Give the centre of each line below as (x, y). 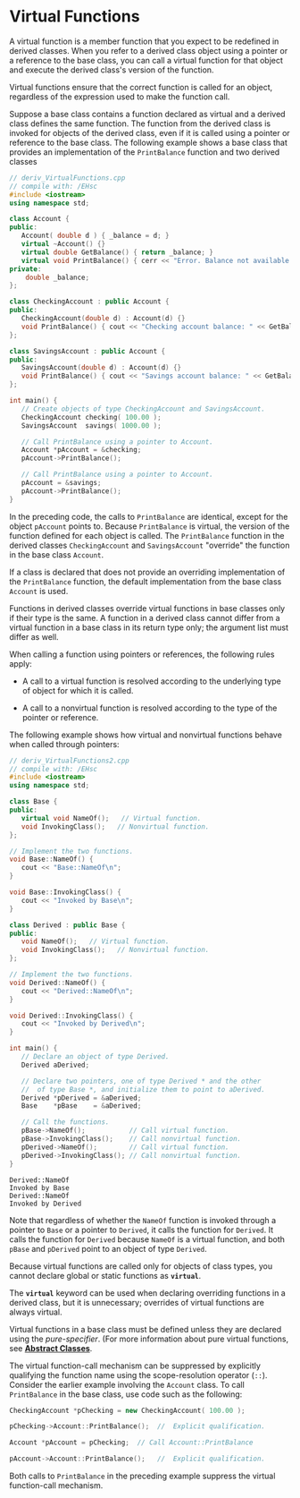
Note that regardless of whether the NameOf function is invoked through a (143, 1220)
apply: (21, 663)
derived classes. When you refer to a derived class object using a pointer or (149, 50)
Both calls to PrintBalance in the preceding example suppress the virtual (142, 1476)
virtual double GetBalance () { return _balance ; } (117, 252)
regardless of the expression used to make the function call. (120, 97)
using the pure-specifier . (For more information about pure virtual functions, (149, 1339)
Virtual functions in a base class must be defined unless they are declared (146, 1329)
